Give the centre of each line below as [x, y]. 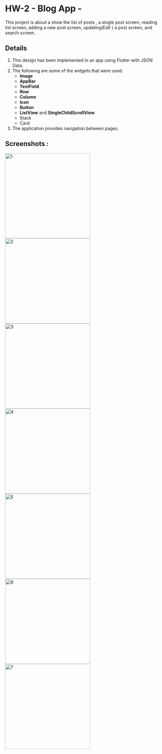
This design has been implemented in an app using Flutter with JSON [82, 60]
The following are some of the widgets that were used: [67, 71]
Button [27, 107]
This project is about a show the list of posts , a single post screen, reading [81, 22]
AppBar [28, 81]
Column [28, 97]
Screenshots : [27, 144]
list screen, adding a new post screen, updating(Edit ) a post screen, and [79, 27]
